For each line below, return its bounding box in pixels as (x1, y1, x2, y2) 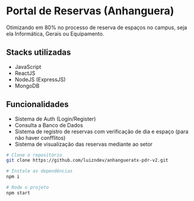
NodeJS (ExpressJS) (14, 76, 66, 83)
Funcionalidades (6, 99, 69, 109)
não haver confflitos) (14, 134, 66, 141)
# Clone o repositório (6, 152, 62, 158)
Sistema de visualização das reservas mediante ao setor (14, 140, 153, 147)
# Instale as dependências (6, 168, 73, 174)
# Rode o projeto (6, 184, 49, 191)
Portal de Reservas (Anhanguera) (6, 4, 174, 18)
